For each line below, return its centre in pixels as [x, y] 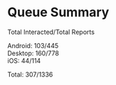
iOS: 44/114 [24, 60]
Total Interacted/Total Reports [51, 32]
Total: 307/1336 [30, 74]
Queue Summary [58, 12]
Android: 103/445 [33, 45]
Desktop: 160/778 [33, 53]
